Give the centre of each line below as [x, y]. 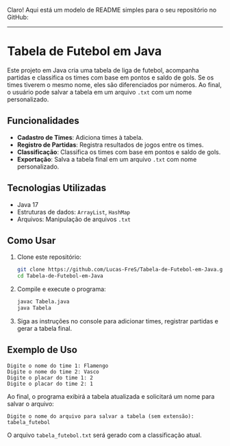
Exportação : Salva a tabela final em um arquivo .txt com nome [107, 159]
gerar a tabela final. [44, 328]
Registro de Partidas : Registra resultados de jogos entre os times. [110, 145]
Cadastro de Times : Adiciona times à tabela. [80, 137]
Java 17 [28, 204]
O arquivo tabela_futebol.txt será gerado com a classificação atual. [104, 435]
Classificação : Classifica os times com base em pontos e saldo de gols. [119, 152]
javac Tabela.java [43, 302]
